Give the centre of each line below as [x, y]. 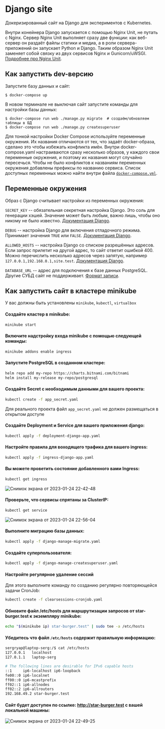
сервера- [127, 42]
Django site [29, 9]
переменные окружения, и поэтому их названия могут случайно [74, 157]
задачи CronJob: [23, 591]
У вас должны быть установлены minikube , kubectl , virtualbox [71, 303]
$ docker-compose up [26, 95]
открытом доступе [25, 414]
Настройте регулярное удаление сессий [49, 574]
